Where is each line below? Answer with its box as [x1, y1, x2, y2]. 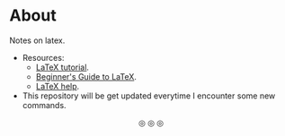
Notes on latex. [9, 35, 66, 46]
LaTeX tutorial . [35, 62, 90, 72]
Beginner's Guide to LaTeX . [35, 71, 138, 81]
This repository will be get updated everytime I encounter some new [22, 90, 276, 101]
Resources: [22, 52, 65, 63]
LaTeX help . [35, 81, 80, 91]
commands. [22, 99, 67, 110]
